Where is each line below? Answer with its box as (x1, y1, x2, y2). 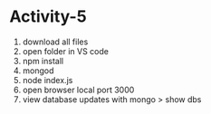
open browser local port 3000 (22, 84, 135, 95)
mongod (22, 65, 54, 76)
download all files (22, 36, 89, 47)
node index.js (22, 74, 73, 85)
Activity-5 (9, 6, 88, 27)
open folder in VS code (22, 45, 109, 56)
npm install (22, 55, 64, 66)
